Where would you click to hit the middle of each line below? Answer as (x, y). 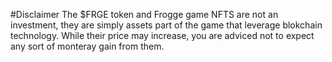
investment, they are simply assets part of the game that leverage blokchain (166, 25)
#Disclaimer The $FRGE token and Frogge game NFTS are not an (144, 14)
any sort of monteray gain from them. (87, 46)
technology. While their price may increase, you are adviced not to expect (162, 35)
